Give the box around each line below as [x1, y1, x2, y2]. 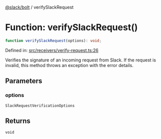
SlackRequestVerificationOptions [5, 103, 75, 108]
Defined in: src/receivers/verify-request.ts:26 [5, 47, 98, 53]
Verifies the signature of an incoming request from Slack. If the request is [5, 57, 156, 63]
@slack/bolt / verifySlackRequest [5, 4, 74, 10]
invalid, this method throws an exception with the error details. [5, 62, 133, 68]
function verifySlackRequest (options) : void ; [5, 38, 101, 43]
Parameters [5, 77, 42, 85]
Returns [5, 116, 31, 125]
